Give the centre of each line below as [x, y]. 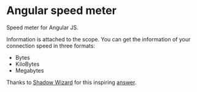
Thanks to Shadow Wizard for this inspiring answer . [71, 82]
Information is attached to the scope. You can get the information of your [98, 39]
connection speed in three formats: [51, 46]
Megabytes [29, 70]
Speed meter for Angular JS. [42, 27]
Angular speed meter [61, 11]
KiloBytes [27, 64]
